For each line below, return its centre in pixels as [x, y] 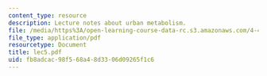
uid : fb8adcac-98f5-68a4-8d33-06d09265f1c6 [81, 60]
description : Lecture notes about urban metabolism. [97, 23]
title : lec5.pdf [35, 52]
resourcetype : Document [48, 45]
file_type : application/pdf [55, 38]
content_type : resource [48, 15]
